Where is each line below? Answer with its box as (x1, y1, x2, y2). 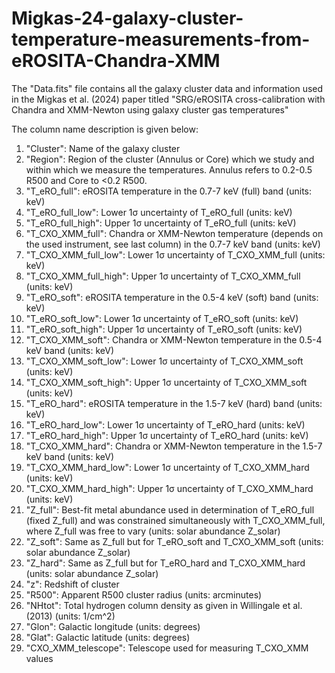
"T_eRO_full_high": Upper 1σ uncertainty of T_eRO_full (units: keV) (25, 217, 297, 229)
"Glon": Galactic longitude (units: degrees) (25, 620, 201, 632)
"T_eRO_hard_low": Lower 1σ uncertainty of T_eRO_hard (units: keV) (25, 418, 306, 431)
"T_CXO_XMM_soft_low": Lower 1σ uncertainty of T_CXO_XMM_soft (25, 355, 304, 367)
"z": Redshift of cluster (25, 578, 120, 590)
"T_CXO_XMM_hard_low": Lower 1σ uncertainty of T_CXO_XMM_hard (25, 461, 310, 473)
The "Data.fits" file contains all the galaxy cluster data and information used (11, 82, 324, 94)
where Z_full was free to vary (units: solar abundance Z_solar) (25, 525, 281, 537)
